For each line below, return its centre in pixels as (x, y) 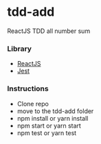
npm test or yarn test (47, 133)
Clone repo (33, 104)
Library (20, 49)
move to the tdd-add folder (55, 111)
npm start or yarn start (49, 125)
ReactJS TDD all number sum (49, 31)
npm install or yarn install (53, 118)
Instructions (28, 88)
